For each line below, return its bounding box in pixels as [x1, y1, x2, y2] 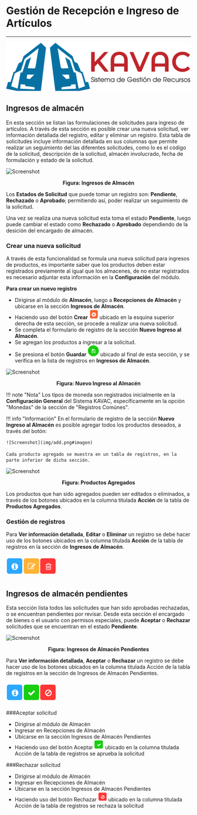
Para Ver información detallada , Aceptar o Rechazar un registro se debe [6, 657, 184, 664]
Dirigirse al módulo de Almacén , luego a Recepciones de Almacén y [14, 296, 182, 303]
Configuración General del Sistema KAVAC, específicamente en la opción [6, 397, 185, 404]
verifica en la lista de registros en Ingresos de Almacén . [14, 357, 151, 364]
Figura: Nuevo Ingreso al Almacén [56, 380, 141, 387]
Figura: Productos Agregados [62, 479, 135, 486]
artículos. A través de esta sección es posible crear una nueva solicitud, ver [6, 125, 189, 132]
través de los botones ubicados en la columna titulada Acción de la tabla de [6, 497, 189, 504]
